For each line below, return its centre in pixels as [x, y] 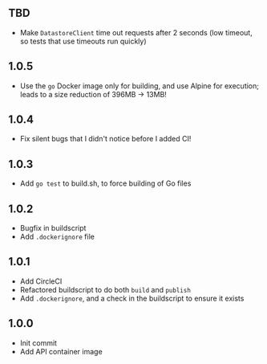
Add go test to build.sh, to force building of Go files [105, 183]
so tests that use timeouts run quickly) [83, 41]
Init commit [38, 343]
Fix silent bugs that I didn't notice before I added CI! [105, 139]
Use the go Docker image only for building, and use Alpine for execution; [139, 86]
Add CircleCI [41, 281]
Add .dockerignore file [57, 237]
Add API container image [61, 351]
